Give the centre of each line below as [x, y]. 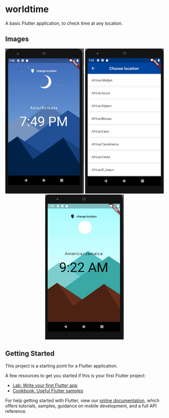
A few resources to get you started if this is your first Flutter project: [75, 375]
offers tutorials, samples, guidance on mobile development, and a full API [81, 406]
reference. [16, 411]
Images [17, 39]
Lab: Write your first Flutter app [45, 385]
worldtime [27, 9]
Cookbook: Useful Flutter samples [48, 391]
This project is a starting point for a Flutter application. [61, 366]
